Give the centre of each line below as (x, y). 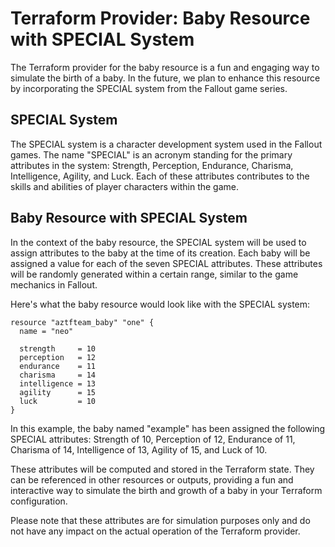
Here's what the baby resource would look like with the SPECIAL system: (160, 304)
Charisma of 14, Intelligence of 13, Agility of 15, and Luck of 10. (139, 449)
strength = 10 (58, 348)
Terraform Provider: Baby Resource (160, 18)
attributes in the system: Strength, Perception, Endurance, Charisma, (152, 165)
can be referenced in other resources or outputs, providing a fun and (152, 479)
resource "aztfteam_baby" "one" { (82, 322)
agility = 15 (58, 392)
